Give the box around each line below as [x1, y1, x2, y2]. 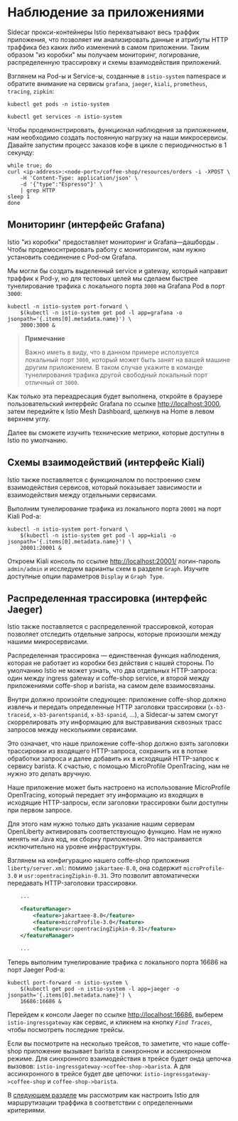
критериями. [7, 1105, 46, 1114]
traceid [7, 712, 31, 719]
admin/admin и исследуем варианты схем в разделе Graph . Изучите [7, 564, 210, 573]
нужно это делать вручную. [7, 770, 92, 778]
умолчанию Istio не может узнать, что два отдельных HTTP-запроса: [7, 666, 218, 675]
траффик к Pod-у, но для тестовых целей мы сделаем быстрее [7, 274, 198, 282]
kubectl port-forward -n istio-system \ [7, 979, 129, 986]
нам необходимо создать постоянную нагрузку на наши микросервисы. [7, 133, 229, 142]
